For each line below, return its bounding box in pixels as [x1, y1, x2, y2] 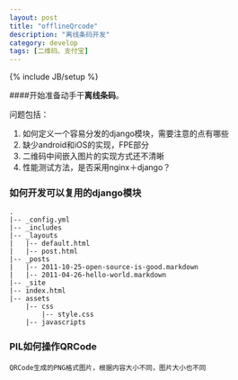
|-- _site [9, 278, 47, 288]
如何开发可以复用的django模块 [9, 186, 142, 199]
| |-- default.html [9, 240, 91, 249]
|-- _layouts [9, 231, 58, 240]
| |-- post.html [9, 247, 78, 257]
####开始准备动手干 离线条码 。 [9, 90, 124, 101]
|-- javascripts [25, 318, 87, 327]
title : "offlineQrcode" [9, 22, 99, 31]
